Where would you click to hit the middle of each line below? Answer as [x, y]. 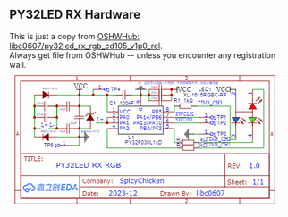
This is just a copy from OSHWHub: [75, 36]
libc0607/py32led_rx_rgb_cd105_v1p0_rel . [86, 46]
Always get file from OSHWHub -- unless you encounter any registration [143, 55]
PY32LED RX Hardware [75, 15]
